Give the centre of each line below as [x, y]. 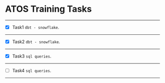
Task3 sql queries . [32, 56]
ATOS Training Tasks [48, 9]
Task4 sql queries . [32, 71]
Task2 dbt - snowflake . [36, 42]
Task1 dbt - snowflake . [36, 27]
